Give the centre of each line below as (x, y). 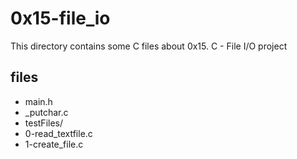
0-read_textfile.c (58, 133)
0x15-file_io (60, 18)
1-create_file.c (54, 144)
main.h (38, 101)
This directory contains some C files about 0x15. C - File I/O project (149, 46)
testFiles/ (44, 123)
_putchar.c (46, 112)
